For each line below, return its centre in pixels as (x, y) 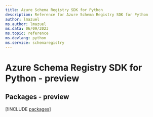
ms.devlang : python (26, 38)
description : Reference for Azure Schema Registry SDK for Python (77, 15)
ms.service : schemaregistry (35, 43)
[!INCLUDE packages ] (28, 109)
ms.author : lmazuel (26, 24)
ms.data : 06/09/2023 (27, 29)
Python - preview (42, 78)
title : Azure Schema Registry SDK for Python (54, 10)
